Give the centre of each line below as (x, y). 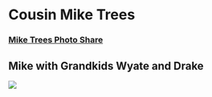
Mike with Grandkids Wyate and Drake (106, 66)
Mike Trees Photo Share (56, 40)
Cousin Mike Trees (72, 15)
